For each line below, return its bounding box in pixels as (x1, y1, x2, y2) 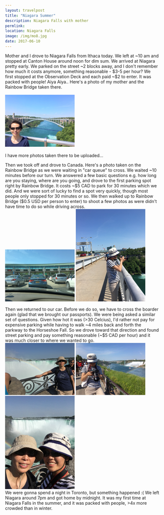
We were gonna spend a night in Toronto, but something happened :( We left (5, 490, 160, 495)
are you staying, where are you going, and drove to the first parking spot (5, 178, 151, 183)
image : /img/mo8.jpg (5, 34, 47, 39)
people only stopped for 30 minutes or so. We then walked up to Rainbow (5, 193, 153, 199)
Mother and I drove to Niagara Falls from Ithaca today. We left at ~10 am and (5, 53, 159, 59)
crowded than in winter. (5, 505, 53, 511)
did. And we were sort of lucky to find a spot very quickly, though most (5, 188, 148, 194)
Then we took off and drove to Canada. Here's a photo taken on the (5, 162, 141, 168)
